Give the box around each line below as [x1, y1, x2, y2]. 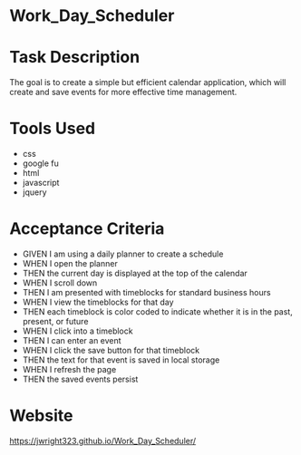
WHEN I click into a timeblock [22, 325, 133, 336]
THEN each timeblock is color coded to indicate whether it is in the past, [22, 306, 293, 317]
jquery [22, 187, 47, 198]
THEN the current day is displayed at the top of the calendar [22, 268, 248, 278]
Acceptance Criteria [9, 218, 165, 239]
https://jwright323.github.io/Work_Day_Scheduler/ [9, 435, 197, 446]
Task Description [9, 47, 141, 68]
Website [9, 405, 73, 426]
